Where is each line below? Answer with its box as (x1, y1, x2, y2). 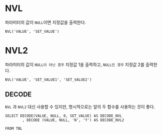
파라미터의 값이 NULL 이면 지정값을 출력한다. (5, 19, 86, 25)
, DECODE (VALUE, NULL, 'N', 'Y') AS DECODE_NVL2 (22, 118, 124, 122)
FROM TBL (5, 126, 23, 131)
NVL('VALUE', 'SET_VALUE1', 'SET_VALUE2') (5, 77, 92, 82)
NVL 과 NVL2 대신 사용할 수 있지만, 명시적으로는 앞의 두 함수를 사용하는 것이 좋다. (5, 104, 155, 109)
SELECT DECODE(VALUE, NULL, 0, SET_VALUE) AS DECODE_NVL (5, 113, 122, 118)
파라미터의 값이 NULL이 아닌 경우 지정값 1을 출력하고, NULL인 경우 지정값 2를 (5, 61, 145, 67)
